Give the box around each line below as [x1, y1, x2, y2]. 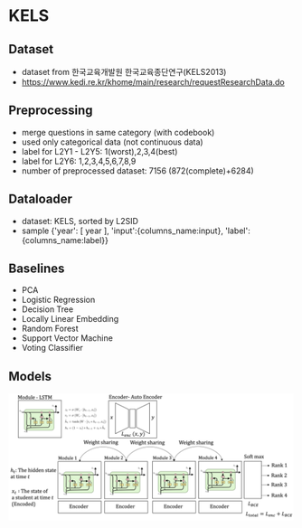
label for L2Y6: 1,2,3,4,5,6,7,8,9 [21, 156, 137, 166]
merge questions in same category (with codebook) [21, 127, 215, 137]
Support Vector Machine [21, 333, 114, 344]
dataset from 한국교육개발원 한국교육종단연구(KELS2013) [21, 67, 227, 77]
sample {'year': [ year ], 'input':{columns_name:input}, [21, 225, 223, 236]
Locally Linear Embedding [21, 314, 119, 325]
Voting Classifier [21, 343, 83, 354]
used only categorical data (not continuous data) [21, 137, 204, 147]
